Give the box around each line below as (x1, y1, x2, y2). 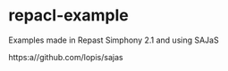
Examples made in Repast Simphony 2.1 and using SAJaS (8, 35, 220, 45)
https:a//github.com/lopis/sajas (8, 51, 123, 62)
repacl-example (8, 5, 129, 26)
